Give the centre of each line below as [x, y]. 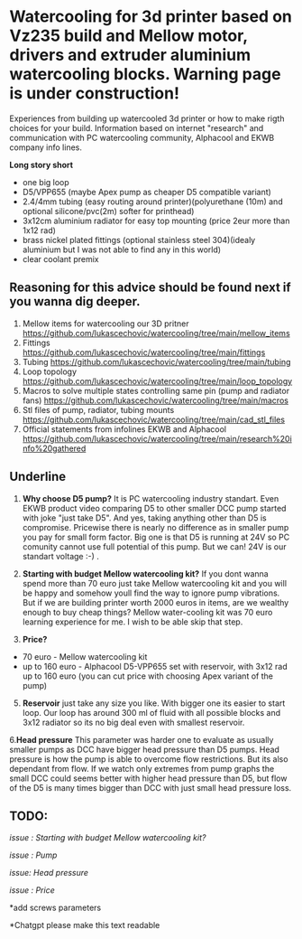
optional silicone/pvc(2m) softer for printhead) [108, 211]
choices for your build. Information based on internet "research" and [137, 127]
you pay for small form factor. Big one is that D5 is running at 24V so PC [156, 537]
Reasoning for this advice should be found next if [150, 288]
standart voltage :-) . [60, 556]
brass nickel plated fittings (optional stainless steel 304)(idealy [139, 239]
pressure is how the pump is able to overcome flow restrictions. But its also [149, 759]
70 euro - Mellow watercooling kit [85, 656]
